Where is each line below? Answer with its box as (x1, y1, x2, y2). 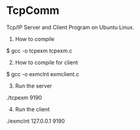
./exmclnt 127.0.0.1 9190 (6, 117, 65, 125)
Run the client (15, 105, 50, 112)
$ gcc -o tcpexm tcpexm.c (6, 47, 73, 54)
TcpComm (6, 4, 59, 18)
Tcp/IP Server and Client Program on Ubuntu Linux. (6, 24, 135, 31)
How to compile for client (15, 59, 78, 66)
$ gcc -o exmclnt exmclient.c (6, 70, 79, 77)
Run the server (15, 82, 53, 89)
